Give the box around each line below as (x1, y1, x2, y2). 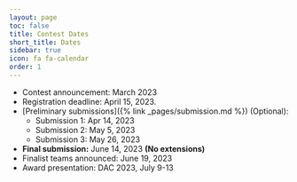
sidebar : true (9, 46, 62, 55)
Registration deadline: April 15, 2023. (21, 96, 157, 107)
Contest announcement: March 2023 (21, 86, 158, 98)
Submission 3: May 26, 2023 (35, 134, 140, 145)
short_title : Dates (9, 37, 82, 47)
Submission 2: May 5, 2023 (35, 124, 136, 135)
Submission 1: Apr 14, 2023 (35, 115, 135, 125)
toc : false (9, 21, 50, 30)
